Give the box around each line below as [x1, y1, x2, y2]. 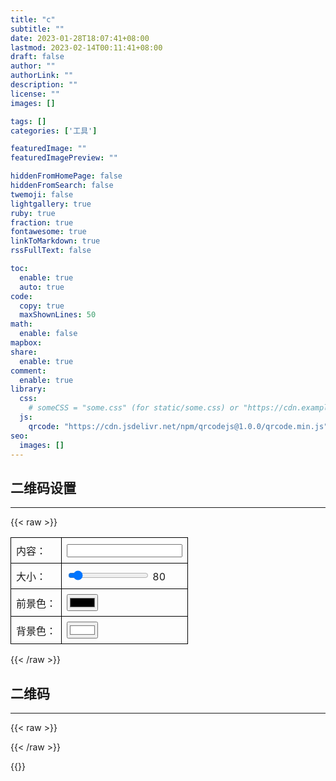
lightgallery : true [10, 199, 92, 209]
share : [10, 347, 38, 357]
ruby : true [10, 208, 56, 218]
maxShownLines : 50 [19, 310, 97, 320]
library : [10, 384, 47, 395]
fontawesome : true [10, 227, 87, 237]
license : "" [10, 89, 60, 99]
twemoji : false [10, 189, 74, 200]
